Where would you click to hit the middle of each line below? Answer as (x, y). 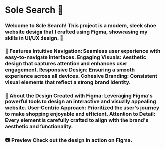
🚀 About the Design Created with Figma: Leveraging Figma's (79, 95)
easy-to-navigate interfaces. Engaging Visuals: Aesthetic (76, 57)
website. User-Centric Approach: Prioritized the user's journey (82, 107)
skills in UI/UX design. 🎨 (34, 38)
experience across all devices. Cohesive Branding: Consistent (81, 76)
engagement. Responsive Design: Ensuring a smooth (70, 70)
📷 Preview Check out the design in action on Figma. (69, 140)
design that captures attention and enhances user (66, 64)
